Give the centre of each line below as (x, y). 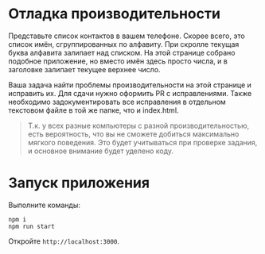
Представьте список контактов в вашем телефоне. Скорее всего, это (127, 36)
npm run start (32, 226)
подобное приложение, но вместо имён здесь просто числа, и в (118, 61)
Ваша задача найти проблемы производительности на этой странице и (130, 85)
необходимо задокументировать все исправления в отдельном (117, 102)
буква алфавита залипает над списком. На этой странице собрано (122, 52)
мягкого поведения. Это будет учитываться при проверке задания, (142, 142)
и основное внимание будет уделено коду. (100, 151)
